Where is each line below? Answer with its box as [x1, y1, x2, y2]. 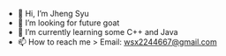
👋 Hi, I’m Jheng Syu [17, 9, 90, 18]
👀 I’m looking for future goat [17, 17, 120, 28]
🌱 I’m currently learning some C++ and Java [17, 27, 178, 37]
